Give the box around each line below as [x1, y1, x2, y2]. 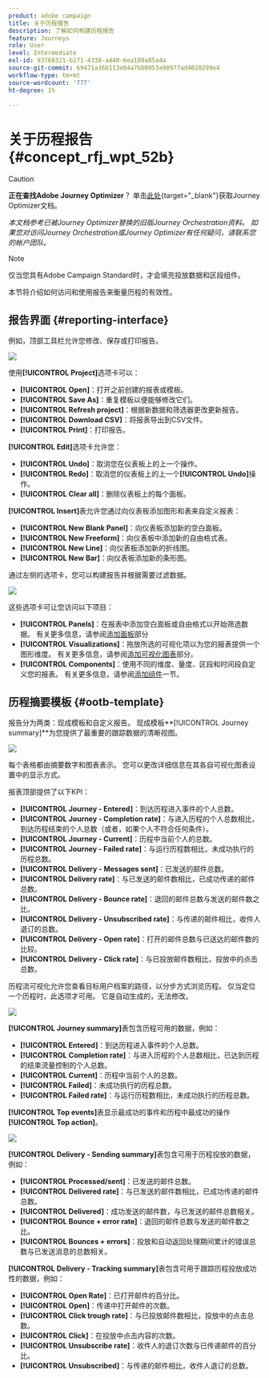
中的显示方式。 [14, 770, 65, 780]
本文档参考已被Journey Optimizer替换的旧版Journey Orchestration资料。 [8, 218, 250, 228]
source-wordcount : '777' [8, 79, 91, 87]
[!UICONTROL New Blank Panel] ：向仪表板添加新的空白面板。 [19, 523, 227, 533]
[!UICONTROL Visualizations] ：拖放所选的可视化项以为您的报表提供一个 [19, 639, 260, 649]
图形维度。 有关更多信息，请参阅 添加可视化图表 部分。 [19, 650, 198, 659]
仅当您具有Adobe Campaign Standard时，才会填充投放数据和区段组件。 [8, 270, 246, 280]
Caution [8, 174, 34, 184]
